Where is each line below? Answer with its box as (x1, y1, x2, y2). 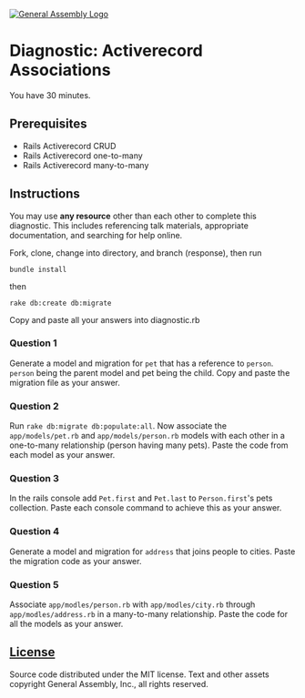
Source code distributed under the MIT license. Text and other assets (9, 669, 270, 680)
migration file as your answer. (9, 377, 120, 388)
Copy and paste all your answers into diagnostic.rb (9, 314, 200, 325)
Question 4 (9, 525, 60, 538)
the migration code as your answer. (9, 555, 142, 566)
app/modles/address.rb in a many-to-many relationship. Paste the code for (9, 609, 289, 620)
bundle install (9, 265, 67, 274)
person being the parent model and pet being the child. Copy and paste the (9, 367, 290, 378)
